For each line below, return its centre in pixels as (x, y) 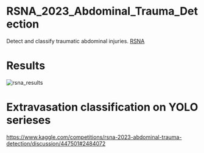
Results (26, 66)
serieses (29, 120)
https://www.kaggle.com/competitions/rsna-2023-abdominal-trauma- (94, 137)
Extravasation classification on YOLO (102, 107)
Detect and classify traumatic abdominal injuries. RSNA (76, 41)
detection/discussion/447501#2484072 (56, 143)
